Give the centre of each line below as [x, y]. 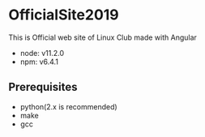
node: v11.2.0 [42, 53]
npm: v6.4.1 [39, 62]
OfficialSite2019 [64, 15]
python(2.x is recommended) [68, 106]
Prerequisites [43, 87]
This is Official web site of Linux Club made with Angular [102, 37]
